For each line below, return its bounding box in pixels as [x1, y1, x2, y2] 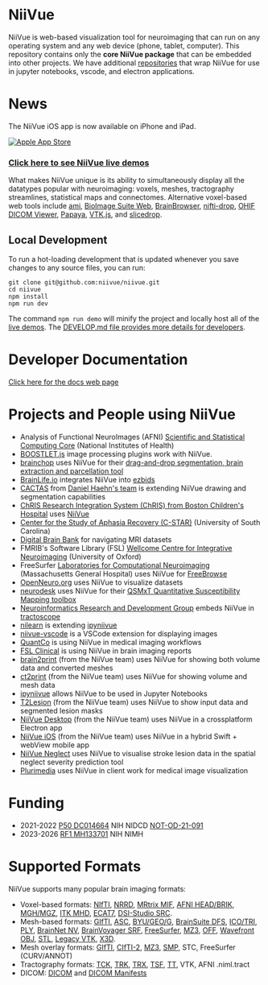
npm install [8, 292, 48, 300]
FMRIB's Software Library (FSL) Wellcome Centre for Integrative [19, 543, 233, 553]
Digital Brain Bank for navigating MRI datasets [19, 534, 172, 544]
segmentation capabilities [19, 491, 106, 501]
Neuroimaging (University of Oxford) [19, 552, 142, 561]
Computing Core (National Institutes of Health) [19, 441, 175, 450]
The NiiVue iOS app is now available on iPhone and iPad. [8, 121, 196, 130]
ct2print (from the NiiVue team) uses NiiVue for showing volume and [19, 671, 248, 681]
